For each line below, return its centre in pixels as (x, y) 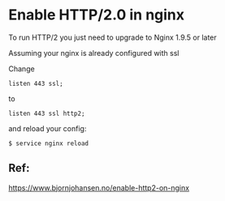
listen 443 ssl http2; (47, 113)
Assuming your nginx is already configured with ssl (94, 53)
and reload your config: (48, 128)
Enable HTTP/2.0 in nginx (97, 15)
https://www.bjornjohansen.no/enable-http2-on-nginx (99, 187)
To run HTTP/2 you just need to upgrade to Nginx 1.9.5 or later (112, 37)
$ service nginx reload (49, 143)
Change (22, 68)
